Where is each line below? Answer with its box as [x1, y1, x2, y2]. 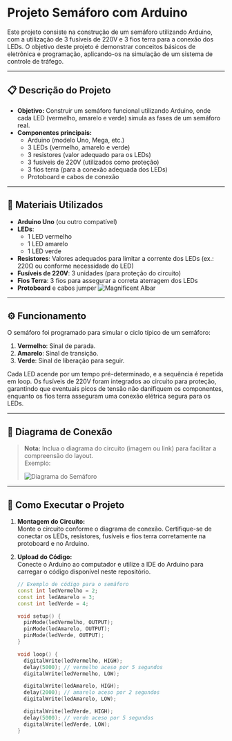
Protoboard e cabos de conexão [27, 172, 119, 181]
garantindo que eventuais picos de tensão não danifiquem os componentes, [7, 385, 224, 393]
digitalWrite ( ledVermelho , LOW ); [23, 670, 120, 677]
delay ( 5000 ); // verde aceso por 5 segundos [23, 714, 154, 721]
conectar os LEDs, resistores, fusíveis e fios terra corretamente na [17, 532, 206, 540]
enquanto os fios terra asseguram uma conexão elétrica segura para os [7, 392, 211, 401]
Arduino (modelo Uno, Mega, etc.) [27, 136, 125, 144]
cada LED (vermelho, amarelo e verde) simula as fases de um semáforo [17, 113, 221, 122]
